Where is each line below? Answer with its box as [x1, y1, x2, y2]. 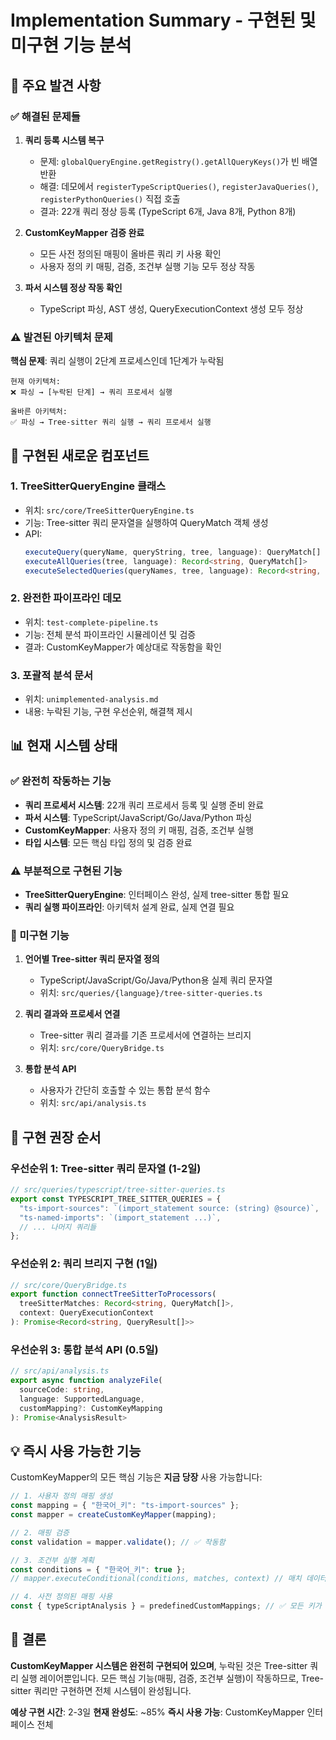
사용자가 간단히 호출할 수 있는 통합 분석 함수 [39, 1084, 211, 1096]
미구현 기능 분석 [10, 34, 132, 57]
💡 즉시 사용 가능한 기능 [10, 1442, 142, 1460]
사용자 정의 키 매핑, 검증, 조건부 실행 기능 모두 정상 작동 [39, 260, 256, 272]
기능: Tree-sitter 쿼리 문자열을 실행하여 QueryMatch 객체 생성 [24, 516, 269, 528]
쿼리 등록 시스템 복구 [24, 134, 105, 146]
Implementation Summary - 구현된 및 [10, 9, 317, 32]
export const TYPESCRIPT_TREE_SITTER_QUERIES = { [10, 1194, 222, 1204]
